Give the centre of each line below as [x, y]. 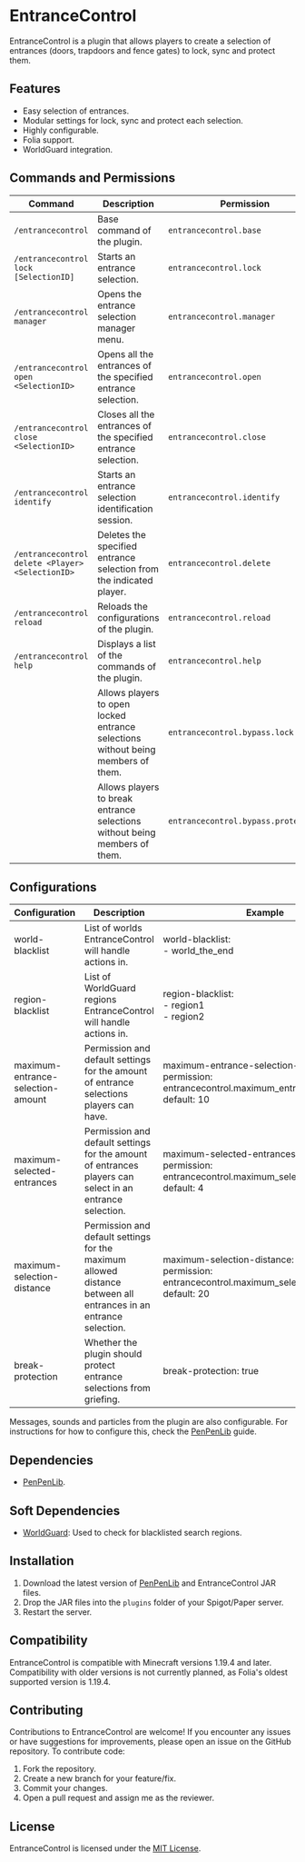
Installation [42, 1561]
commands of [127, 666]
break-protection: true [211, 1371]
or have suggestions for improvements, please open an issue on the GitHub [151, 1742]
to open [113, 703]
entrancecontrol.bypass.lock [231, 732]
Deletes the [122, 534]
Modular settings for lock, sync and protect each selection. [133, 120]
